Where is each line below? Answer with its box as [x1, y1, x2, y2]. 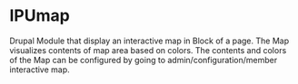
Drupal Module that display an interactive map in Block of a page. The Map [9, 35, 289, 46]
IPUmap [9, 5, 70, 26]
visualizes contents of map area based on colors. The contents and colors [9, 44, 287, 55]
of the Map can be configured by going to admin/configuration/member [9, 54, 278, 65]
